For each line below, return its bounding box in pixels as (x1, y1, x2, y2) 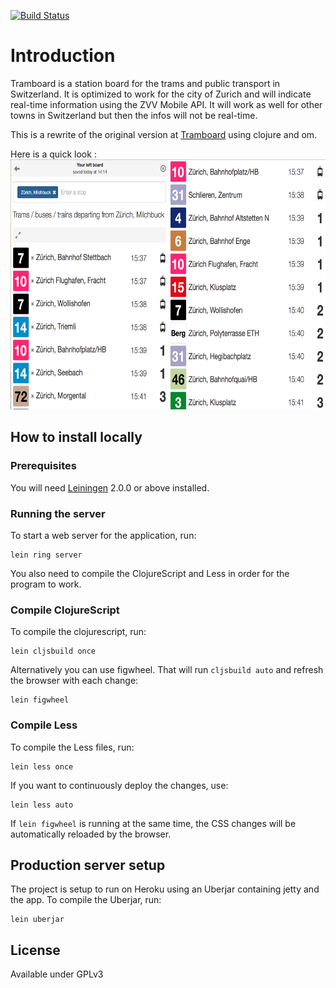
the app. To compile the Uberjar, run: (10, 894, 162, 906)
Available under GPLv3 (10, 968, 104, 980)
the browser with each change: (10, 675, 139, 687)
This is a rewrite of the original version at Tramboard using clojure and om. (10, 128, 318, 140)
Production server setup (10, 856, 166, 874)
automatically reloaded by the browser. (10, 828, 172, 840)
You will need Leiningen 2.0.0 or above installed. (10, 481, 210, 494)
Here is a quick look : (10, 148, 97, 160)
